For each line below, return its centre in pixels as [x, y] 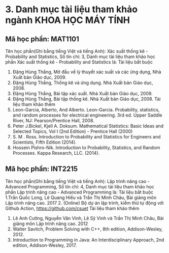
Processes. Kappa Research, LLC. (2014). [56, 153]
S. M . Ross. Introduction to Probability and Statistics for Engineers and [87, 137]
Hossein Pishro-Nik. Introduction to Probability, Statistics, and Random [86, 148]
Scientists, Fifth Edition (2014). [45, 142]
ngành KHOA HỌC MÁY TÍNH [68, 20]
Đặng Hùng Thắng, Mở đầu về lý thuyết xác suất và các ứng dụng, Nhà [87, 72]
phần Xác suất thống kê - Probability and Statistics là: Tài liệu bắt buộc [79, 62]
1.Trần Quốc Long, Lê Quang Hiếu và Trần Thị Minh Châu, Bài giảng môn [81, 198]
